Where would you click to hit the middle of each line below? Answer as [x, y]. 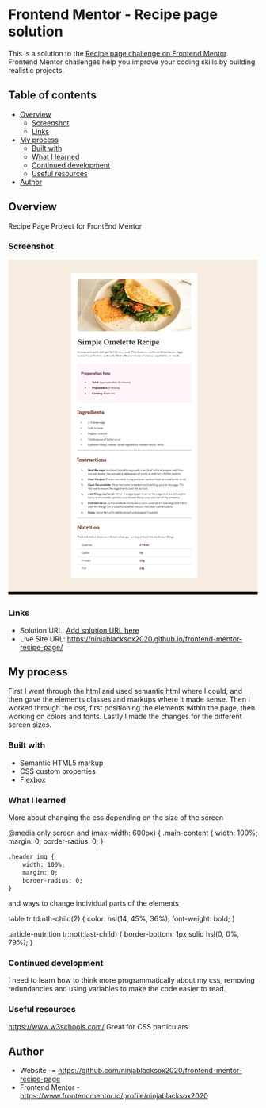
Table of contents [52, 96]
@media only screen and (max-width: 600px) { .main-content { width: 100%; [133, 833]
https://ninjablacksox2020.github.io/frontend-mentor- [155, 639]
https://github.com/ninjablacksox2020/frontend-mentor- [150, 1071]
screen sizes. [30, 725]
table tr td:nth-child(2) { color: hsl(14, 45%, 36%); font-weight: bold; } [122, 918]
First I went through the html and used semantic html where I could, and [125, 691]
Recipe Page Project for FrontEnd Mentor [75, 226]
